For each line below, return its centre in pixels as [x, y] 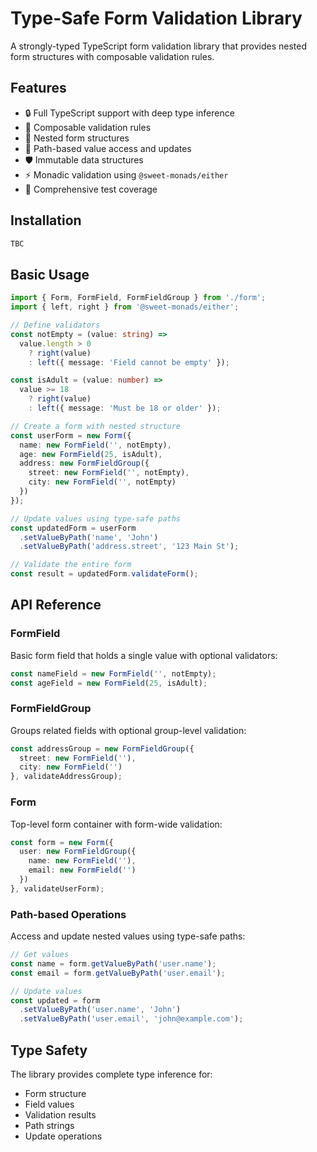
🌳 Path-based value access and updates [108, 148]
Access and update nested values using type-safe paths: [128, 936]
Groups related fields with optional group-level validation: [128, 730]
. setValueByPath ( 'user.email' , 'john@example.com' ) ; [131, 1019]
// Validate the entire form [71, 565]
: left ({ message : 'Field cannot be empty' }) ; [129, 362]
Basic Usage [50, 274]
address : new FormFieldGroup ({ [84, 463]
